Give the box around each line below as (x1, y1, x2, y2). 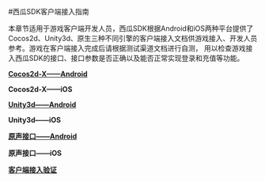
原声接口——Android (8, 131, 78, 141)
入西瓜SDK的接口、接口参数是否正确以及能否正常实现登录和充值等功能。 (8, 54, 244, 63)
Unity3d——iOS (8, 116, 62, 124)
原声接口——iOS (8, 149, 62, 157)
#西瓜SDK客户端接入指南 (8, 7, 89, 16)
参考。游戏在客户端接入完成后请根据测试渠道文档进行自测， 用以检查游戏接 (8, 44, 253, 53)
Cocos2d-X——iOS (8, 85, 73, 93)
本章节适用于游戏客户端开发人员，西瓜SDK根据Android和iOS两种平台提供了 (8, 24, 254, 33)
